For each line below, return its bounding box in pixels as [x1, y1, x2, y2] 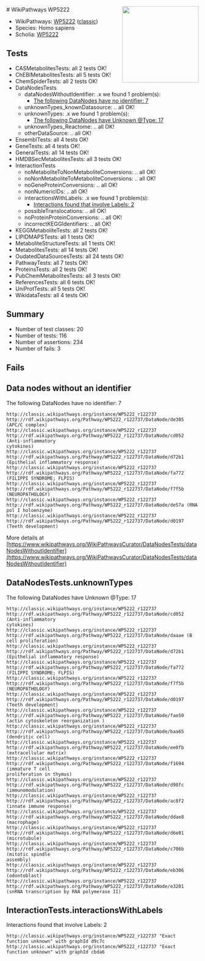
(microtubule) [6, 835, 43, 841]
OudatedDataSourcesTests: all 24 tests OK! [15, 253, 124, 260]
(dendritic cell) [6, 733, 51, 740]
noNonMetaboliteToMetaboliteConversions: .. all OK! [24, 175, 156, 182]
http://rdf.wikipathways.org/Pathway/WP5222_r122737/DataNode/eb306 [6, 867, 184, 873]
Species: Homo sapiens [15, 24, 75, 31]
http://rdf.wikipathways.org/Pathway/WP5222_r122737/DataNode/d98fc [6, 782, 184, 788]
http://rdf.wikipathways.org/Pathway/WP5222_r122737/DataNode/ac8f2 [6, 797, 184, 804]
